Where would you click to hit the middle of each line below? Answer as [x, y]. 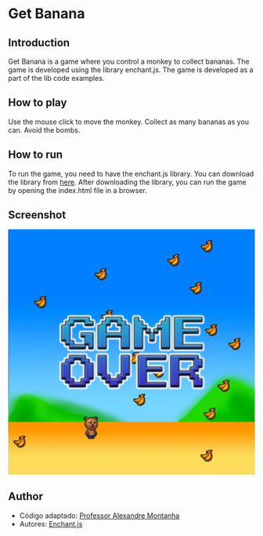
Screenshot [37, 215]
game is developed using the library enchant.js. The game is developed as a [131, 70]
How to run [36, 155]
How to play [38, 103]
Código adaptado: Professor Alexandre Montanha [99, 516]
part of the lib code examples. [56, 78]
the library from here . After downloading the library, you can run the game [127, 182]
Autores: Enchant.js [51, 523]
